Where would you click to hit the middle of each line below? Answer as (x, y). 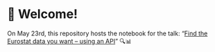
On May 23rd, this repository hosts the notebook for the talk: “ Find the (108, 33)
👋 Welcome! (43, 14)
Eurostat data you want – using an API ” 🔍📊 (69, 41)
